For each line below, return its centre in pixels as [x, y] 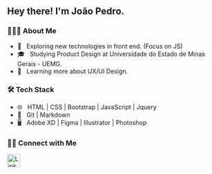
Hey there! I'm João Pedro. [66, 11]
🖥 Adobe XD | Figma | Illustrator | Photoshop [82, 122]
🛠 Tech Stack [31, 89]
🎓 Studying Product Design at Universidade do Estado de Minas [111, 54]
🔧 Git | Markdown [44, 115]
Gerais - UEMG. [39, 64]
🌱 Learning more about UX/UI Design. [73, 71]
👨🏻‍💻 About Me [32, 31]
